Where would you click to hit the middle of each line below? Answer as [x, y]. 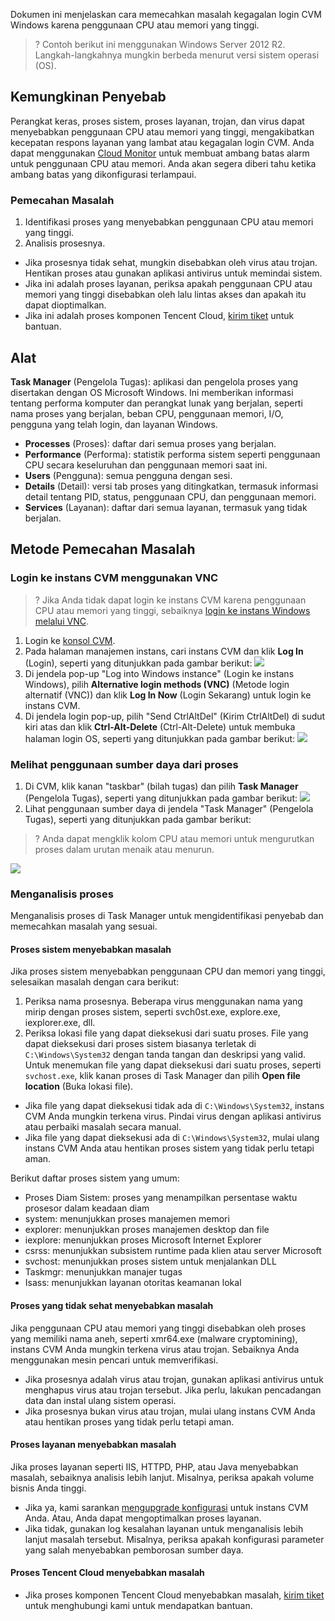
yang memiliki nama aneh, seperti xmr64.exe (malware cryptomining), [154, 1338]
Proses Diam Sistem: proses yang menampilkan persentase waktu [161, 1198]
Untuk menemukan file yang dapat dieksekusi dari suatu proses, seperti [173, 1065]
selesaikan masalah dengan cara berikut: [95, 982]
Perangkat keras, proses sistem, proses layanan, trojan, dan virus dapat [157, 121]
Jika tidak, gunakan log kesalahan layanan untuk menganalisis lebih [164, 1528]
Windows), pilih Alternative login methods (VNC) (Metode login [157, 684]
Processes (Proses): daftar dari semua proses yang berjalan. [150, 443]
